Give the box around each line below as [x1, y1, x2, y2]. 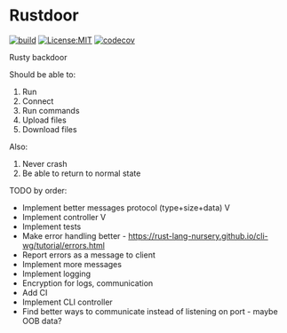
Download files [21, 123, 77, 134]
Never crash [21, 158, 68, 169]
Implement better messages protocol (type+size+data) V [21, 202, 231, 213]
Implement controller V [21, 211, 107, 222]
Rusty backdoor [9, 52, 68, 62]
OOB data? [21, 315, 62, 326]
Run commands [21, 105, 80, 115]
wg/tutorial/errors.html [21, 240, 105, 250]
